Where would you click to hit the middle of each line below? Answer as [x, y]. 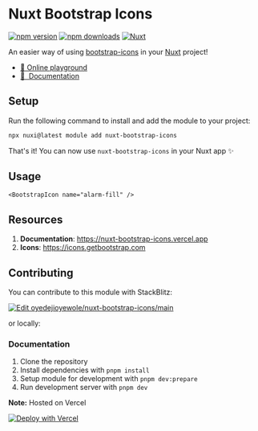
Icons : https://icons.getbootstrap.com [83, 248]
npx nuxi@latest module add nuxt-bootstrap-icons [93, 135]
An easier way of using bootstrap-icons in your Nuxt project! [108, 51]
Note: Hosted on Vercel [47, 403]
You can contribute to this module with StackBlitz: [91, 292]
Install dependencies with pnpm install [85, 370]
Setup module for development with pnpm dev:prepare [109, 379]
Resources [36, 219]
